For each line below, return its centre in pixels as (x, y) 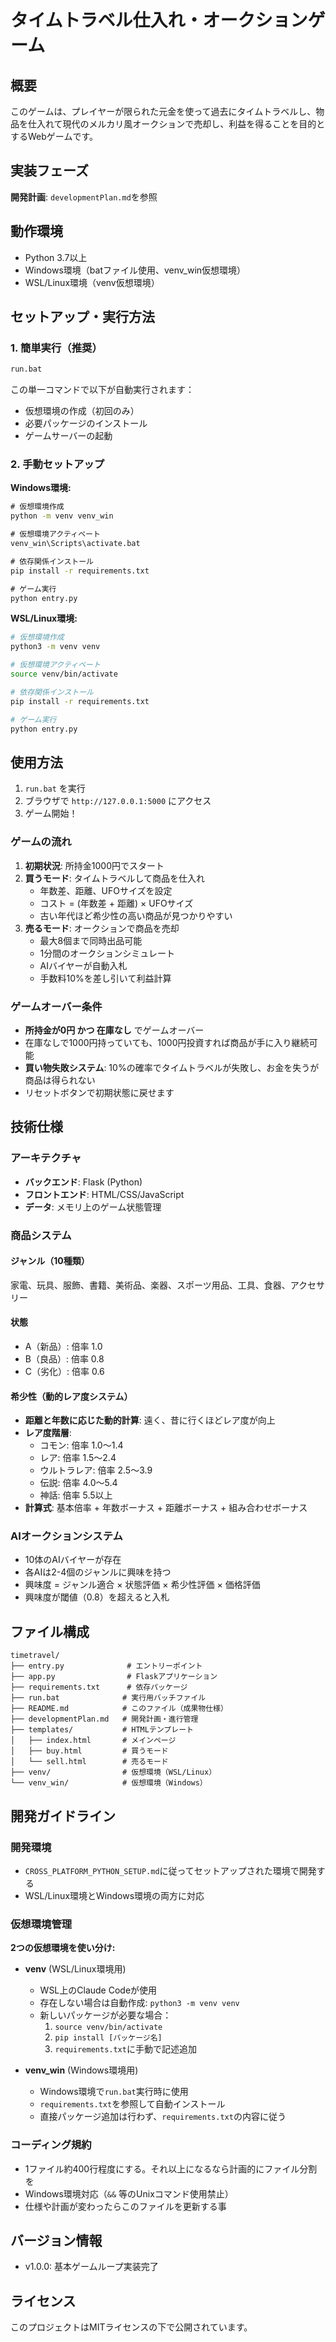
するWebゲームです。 (54, 136)
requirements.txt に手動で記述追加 (125, 2049)
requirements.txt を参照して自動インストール (132, 2104)
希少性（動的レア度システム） (71, 1396)
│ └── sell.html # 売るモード (89, 1762)
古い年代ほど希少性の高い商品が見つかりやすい (136, 915)
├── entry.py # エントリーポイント (106, 1666)
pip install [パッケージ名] (108, 2038)
